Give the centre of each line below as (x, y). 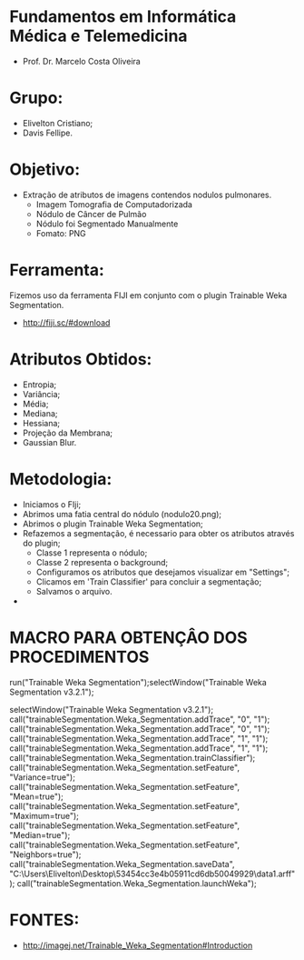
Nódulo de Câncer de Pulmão (91, 214)
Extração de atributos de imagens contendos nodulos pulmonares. (147, 195)
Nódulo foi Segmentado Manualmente (107, 224)
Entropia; (39, 385)
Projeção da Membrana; (68, 433)
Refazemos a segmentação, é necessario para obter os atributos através (158, 533)
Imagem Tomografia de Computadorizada (114, 204)
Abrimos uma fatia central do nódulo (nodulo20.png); (122, 514)
